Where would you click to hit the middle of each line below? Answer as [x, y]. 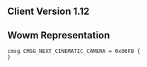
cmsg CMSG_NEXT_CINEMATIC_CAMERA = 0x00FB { [74, 52]
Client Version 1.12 [48, 12]
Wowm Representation [59, 35]
